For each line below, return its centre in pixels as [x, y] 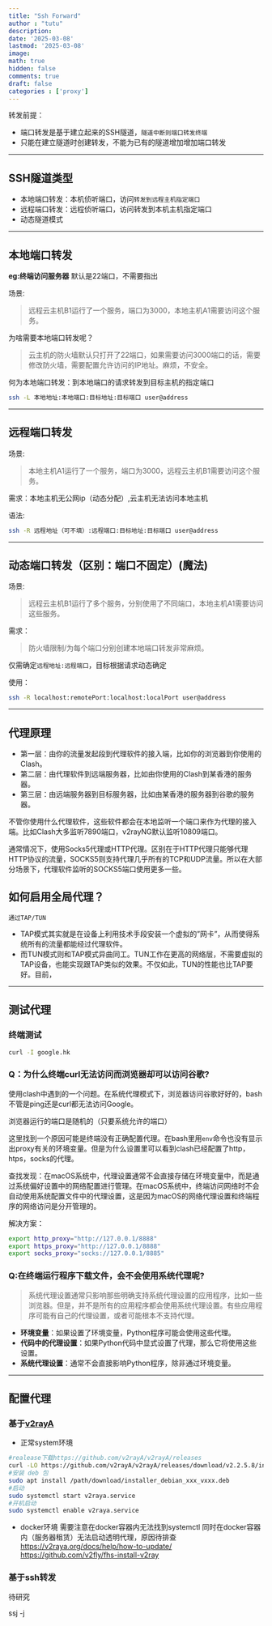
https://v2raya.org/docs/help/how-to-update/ [96, 1547]
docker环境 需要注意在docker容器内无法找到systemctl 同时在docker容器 [140, 1527]
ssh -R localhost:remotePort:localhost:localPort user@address [117, 698]
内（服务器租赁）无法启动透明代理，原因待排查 [98, 1537]
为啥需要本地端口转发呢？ [51, 338]
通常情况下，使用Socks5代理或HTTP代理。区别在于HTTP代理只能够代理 [128, 849]
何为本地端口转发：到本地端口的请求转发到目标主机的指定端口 [111, 382]
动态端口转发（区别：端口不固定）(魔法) [108, 565]
